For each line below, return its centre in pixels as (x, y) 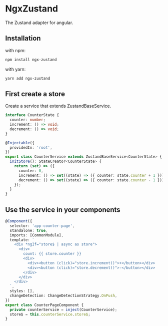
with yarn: (15, 69)
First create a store (35, 94)
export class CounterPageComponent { (44, 305)
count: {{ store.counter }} (52, 254)
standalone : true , (29, 230)
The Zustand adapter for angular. (39, 23)
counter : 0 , (31, 171)
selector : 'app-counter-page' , (42, 226)
